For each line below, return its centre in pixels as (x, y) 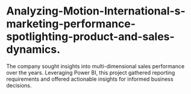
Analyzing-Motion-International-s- (96, 11)
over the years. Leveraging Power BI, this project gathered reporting (91, 72)
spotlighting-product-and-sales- (90, 37)
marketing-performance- (71, 24)
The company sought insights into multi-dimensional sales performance (95, 66)
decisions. (19, 85)
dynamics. (33, 50)
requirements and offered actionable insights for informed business (90, 79)
